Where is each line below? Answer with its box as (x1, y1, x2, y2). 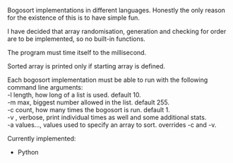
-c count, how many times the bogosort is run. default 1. (7, 106, 171, 114)
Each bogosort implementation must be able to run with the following (7, 76, 208, 84)
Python (17, 148, 39, 156)
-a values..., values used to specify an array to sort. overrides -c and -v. (7, 121, 217, 129)
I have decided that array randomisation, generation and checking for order (7, 28, 227, 35)
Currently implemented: (7, 134, 76, 143)
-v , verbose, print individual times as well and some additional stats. (7, 113, 207, 121)
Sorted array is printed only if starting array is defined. (7, 62, 166, 70)
